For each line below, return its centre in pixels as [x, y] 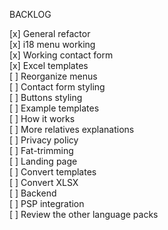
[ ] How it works [42, 118]
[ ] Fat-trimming [41, 150]
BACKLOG [30, 14]
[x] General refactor [50, 33]
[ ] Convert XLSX [44, 182]
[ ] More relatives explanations [72, 129]
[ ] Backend [33, 193]
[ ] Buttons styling [46, 97]
